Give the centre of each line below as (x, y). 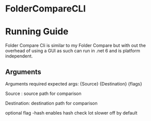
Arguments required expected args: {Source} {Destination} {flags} (74, 83)
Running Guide (37, 32)
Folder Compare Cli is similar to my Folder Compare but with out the (75, 45)
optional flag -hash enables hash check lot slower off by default (71, 112)
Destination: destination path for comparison (51, 103)
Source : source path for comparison (43, 93)
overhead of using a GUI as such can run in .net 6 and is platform (73, 51)
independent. (19, 56)
